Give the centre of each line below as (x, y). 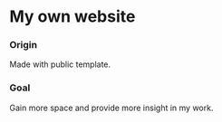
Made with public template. (60, 64)
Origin (24, 45)
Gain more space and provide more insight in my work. (111, 108)
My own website (72, 17)
